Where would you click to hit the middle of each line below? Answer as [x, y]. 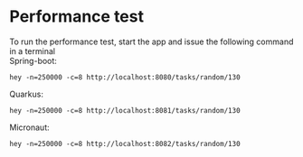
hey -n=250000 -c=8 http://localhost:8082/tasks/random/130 [125, 143]
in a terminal [33, 51]
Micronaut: [29, 127]
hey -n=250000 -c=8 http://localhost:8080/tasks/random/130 [125, 77]
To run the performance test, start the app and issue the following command [151, 42]
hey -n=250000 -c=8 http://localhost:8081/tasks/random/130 [125, 110]
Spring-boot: [33, 60]
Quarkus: [26, 94]
